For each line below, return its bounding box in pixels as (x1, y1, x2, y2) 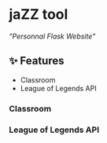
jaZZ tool (9, 5, 68, 24)
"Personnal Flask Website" (9, 31, 96, 41)
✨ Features (9, 54, 65, 68)
